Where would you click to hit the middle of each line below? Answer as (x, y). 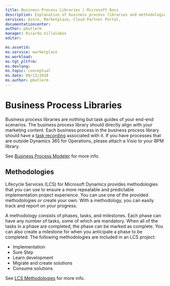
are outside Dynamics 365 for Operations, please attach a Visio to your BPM (84, 141)
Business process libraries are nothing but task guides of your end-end (79, 119)
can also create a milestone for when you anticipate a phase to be (74, 231)
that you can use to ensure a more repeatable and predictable (70, 189)
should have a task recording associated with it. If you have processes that (83, 135)
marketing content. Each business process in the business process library (82, 130)
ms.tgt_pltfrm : (21, 61)
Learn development (33, 257)
